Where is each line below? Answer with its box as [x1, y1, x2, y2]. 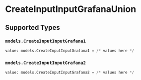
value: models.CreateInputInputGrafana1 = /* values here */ [5, 48, 135, 53]
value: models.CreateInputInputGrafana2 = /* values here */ [5, 70, 135, 75]
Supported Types [5, 23, 61, 32]
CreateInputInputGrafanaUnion [5, 3, 137, 15]
